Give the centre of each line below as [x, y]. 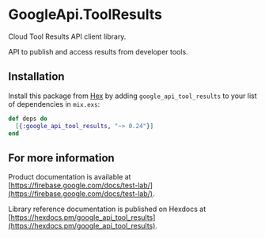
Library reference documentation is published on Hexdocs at [107, 209]
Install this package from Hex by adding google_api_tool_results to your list [132, 96]
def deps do [28, 119]
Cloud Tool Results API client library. [67, 36]
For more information [61, 158]
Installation [36, 77]
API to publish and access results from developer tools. [98, 51]
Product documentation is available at [70, 177]
